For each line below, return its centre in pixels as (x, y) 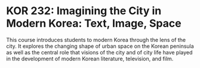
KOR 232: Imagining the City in (84, 11)
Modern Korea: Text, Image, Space (94, 23)
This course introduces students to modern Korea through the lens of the (96, 40)
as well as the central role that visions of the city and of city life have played (99, 52)
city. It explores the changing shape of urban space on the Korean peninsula (100, 46)
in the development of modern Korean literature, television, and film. (90, 59)
